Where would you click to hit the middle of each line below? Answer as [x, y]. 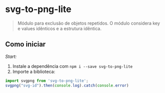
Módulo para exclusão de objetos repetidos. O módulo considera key [89, 23]
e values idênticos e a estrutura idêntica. [59, 28]
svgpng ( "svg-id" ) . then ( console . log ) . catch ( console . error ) [67, 85]
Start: [11, 56]
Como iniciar [26, 44]
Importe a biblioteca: [34, 71]
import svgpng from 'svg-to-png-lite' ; [47, 81]
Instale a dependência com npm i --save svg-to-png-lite [72, 66]
